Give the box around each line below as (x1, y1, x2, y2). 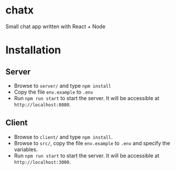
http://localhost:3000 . (13, 158, 71, 165)
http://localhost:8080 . (13, 101, 71, 108)
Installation (5, 43, 61, 57)
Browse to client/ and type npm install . (13, 133, 113, 141)
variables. (13, 146, 38, 153)
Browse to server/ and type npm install (13, 82, 112, 89)
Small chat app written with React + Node (5, 23, 106, 30)
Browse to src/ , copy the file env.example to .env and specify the (13, 139, 171, 146)
